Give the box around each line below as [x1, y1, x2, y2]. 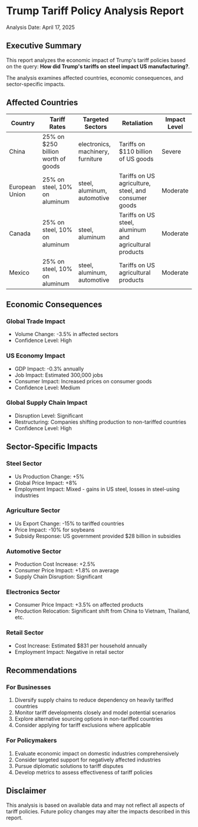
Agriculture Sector [6, 506, 61, 515]
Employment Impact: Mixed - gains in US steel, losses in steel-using [14, 486, 180, 493]
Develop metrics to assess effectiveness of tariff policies [14, 769, 153, 776]
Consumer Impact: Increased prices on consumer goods [14, 377, 152, 385]
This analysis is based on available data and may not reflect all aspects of [6, 802, 185, 809]
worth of [42, 155, 66, 163]
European [9, 183, 37, 191]
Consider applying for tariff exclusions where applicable [14, 722, 151, 729]
